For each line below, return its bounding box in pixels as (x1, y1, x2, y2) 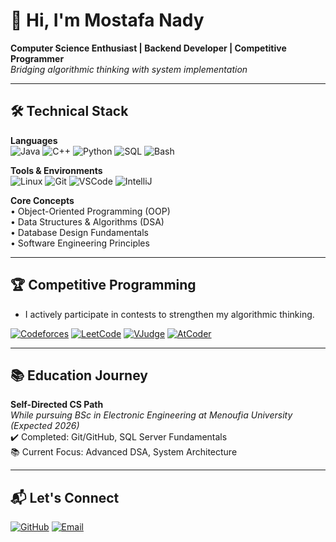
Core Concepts (10, 194, 75, 206)
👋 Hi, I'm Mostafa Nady (10, 9, 205, 32)
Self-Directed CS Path (10, 399, 104, 411)
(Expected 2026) (10, 420, 80, 432)
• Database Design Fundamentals (10, 226, 149, 238)
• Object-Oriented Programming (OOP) (10, 205, 171, 217)
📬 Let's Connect (10, 489, 120, 506)
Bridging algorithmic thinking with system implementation (10, 63, 248, 75)
